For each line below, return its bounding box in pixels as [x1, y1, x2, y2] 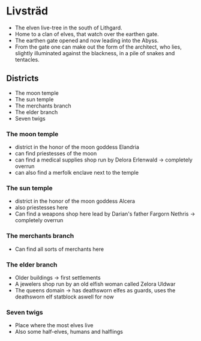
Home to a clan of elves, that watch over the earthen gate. [14, 30, 159, 37]
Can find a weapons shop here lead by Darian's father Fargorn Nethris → [14, 210, 196, 217]
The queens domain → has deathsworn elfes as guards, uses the [14, 286, 176, 294]
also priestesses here [14, 204, 68, 211]
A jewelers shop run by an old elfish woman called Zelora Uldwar [14, 280, 176, 288]
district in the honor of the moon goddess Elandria [14, 143, 140, 151]
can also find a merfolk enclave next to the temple [14, 169, 139, 177]
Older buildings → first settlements [14, 274, 101, 281]
